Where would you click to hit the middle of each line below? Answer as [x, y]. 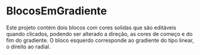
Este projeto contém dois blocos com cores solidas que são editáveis [91, 27]
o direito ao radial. [28, 47]
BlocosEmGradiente [57, 11]
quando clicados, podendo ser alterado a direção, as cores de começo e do [99, 33]
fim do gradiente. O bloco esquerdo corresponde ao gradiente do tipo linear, [100, 40]
